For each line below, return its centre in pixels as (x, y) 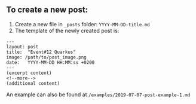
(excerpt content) (29, 73)
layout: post (22, 47)
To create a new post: (47, 10)
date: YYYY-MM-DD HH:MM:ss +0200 (50, 62)
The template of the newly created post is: (67, 30)
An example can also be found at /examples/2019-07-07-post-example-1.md (98, 94)
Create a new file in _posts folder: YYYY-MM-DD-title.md (82, 24)
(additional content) (33, 83)
